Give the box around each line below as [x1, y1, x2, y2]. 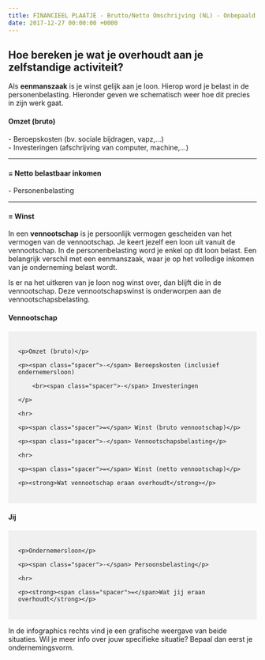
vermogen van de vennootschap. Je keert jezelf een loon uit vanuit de [8, 237, 236, 247]
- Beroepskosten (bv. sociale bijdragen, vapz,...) [8, 134, 164, 143]
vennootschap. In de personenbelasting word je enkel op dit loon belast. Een [8, 246, 257, 256]
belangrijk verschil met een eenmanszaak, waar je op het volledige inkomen [8, 254, 255, 264]
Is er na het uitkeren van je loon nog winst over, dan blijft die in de [8, 278, 222, 287]
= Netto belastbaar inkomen [8, 168, 102, 178]
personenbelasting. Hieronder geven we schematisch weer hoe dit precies [8, 90, 251, 100]
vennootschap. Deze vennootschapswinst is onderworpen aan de [8, 286, 222, 296]
